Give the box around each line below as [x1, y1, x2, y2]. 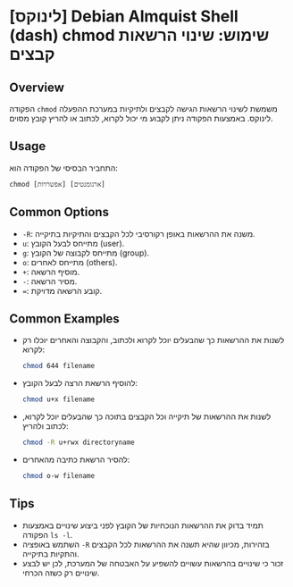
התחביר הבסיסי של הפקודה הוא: [9, 163, 119, 173]
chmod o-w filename [21, 472, 96, 481]
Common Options [9, 205, 110, 220]
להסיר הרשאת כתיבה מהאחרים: [21, 454, 130, 465]
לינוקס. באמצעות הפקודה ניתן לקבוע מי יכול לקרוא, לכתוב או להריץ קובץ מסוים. [9, 113, 273, 123]
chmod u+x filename [21, 395, 96, 404]
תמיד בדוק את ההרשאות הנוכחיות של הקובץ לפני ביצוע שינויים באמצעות [21, 520, 264, 531]
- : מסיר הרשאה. [21, 275, 78, 287]
